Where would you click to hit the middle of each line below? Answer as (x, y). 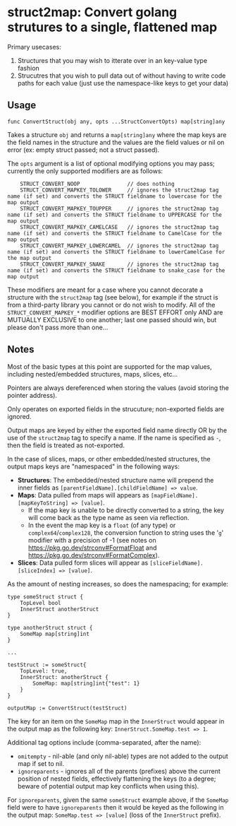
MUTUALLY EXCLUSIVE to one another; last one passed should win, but (112, 319)
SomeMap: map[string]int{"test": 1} (86, 683)
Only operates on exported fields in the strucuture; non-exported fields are (116, 409)
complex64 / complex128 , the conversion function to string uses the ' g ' (126, 532)
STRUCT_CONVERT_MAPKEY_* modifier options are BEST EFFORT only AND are (115, 312)
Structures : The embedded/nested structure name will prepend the (116, 480)
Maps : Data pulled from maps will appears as (83, 495)
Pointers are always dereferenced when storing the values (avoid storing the (118, 388)
